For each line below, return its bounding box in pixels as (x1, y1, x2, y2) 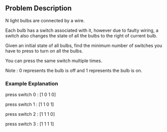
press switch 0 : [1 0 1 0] (5, 92, 56, 98)
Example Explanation (5, 80, 58, 87)
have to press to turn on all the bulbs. (5, 48, 83, 54)
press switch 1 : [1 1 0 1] (5, 101, 54, 108)
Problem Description (5, 4, 72, 13)
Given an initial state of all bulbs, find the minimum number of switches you (5, 42, 162, 49)
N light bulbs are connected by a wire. (5, 17, 85, 23)
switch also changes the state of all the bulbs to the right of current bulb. (5, 32, 157, 38)
